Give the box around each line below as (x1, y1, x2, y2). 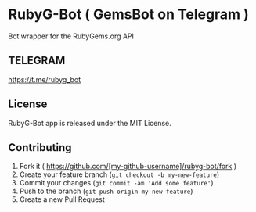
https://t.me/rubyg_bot (8, 74, 81, 84)
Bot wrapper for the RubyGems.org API (8, 31, 135, 41)
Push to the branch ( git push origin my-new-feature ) (19, 186, 193, 196)
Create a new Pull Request (19, 195, 106, 204)
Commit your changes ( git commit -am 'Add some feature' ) (19, 178, 214, 188)
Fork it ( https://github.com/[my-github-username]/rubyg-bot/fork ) (19, 162, 237, 171)
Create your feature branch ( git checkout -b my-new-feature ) (19, 170, 220, 179)
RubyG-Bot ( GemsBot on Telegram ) (8, 5, 249, 23)
